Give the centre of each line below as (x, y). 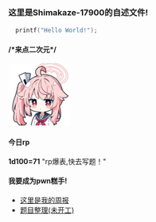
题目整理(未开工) (47, 210)
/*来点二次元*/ (33, 49)
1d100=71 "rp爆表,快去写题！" (57, 161)
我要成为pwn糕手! (38, 181)
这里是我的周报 (44, 200)
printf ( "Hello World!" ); (57, 31)
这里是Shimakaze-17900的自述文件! (78, 12)
